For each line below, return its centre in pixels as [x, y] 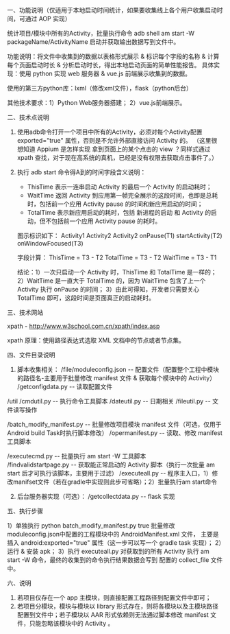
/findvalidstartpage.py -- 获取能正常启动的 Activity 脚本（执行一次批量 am [111, 465]
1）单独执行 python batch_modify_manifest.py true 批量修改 [91, 526]
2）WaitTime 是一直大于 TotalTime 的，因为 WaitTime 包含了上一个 [111, 281]
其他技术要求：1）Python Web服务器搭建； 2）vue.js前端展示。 [97, 103]
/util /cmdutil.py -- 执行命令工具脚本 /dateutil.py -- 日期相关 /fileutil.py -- [109, 401]
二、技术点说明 [28, 117]
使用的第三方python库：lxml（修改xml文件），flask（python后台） [100, 88]
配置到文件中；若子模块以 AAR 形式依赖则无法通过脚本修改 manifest [113, 615]
